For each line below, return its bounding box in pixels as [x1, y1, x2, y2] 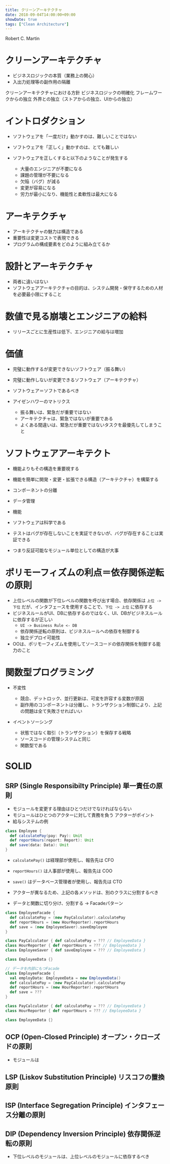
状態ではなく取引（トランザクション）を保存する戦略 [20, 729, 132, 735]
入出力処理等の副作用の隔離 [12, 79, 71, 85]
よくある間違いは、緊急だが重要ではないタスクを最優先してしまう [20, 421, 158, 428]
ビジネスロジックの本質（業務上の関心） [12, 73, 97, 79]
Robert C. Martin [5, 36, 40, 42]
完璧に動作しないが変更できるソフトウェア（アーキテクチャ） [12, 376, 141, 383]
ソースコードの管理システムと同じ [20, 736, 91, 742]
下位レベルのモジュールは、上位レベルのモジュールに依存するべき [12, 1153, 150, 1159]
